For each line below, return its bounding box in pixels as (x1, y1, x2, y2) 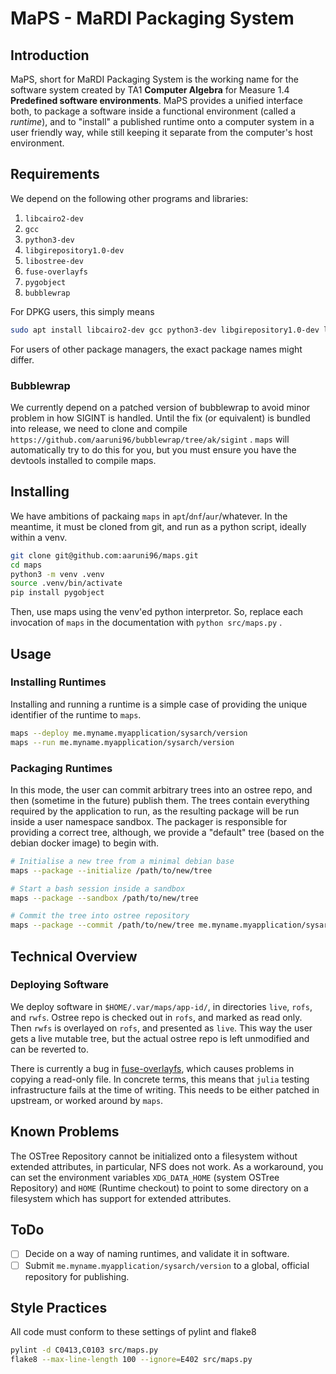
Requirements (10, 166, 100, 183)
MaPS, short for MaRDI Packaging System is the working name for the (10, 73, 299, 85)
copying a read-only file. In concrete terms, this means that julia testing (10, 1073, 310, 1085)
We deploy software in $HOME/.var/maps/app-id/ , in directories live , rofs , (10, 1000, 313, 1012)
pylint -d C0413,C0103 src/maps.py (10, 1345, 159, 1356)
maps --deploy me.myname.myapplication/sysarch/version (10, 728, 248, 738)
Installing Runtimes (10, 675, 107, 689)
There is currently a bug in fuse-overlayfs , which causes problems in (10, 1062, 295, 1074)
